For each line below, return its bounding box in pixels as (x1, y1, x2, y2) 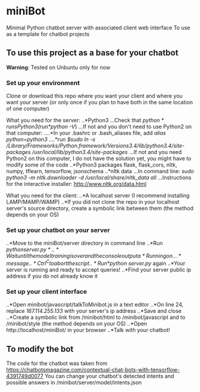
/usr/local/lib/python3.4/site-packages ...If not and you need (32, 149, 182, 156)
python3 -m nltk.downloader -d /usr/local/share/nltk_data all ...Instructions (6, 174, 192, 181)
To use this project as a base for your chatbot (6, 48, 178, 58)
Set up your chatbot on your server (6, 226, 110, 234)
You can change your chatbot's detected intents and (44, 373, 174, 380)
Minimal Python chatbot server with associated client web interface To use (6, 24, 190, 31)
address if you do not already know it (6, 273, 98, 279)
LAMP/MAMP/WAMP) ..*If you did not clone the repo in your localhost (6, 198, 180, 206)
